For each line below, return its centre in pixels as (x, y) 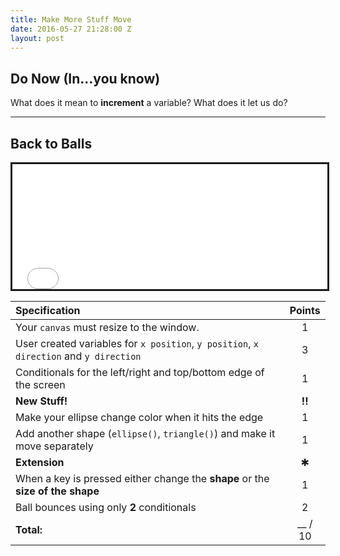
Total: (29, 529)
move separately (54, 446)
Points (305, 310)
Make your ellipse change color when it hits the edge (139, 417)
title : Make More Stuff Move (71, 19)
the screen (40, 384)
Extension (40, 462)
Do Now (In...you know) (85, 78)
